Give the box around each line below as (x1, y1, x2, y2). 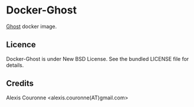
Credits (6, 78, 34, 88)
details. (6, 61, 24, 68)
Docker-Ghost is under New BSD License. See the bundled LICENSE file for (6, 55, 189, 62)
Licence (6, 40, 37, 50)
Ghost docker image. (6, 23, 57, 30)
